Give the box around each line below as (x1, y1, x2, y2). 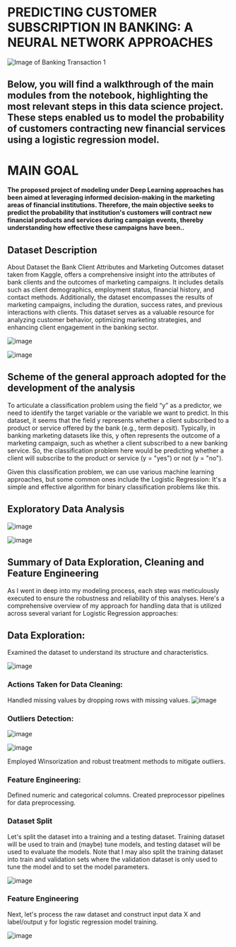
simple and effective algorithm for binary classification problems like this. (7, 482, 220, 491)
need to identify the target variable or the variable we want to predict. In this (7, 409, 229, 417)
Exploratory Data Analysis (7, 503, 125, 515)
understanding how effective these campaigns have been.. (7, 223, 185, 232)
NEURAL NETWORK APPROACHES (7, 35, 213, 50)
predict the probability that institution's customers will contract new (7, 209, 212, 217)
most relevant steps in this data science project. (7, 101, 224, 113)
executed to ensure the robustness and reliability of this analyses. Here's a (7, 594, 225, 602)
